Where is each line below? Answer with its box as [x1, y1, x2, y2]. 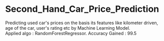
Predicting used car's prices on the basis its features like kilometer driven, [5, 20, 158, 26]
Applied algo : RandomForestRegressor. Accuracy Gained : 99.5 [5, 30, 137, 36]
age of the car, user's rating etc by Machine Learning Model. [5, 25, 130, 31]
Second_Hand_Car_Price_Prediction [5, 3, 159, 15]
